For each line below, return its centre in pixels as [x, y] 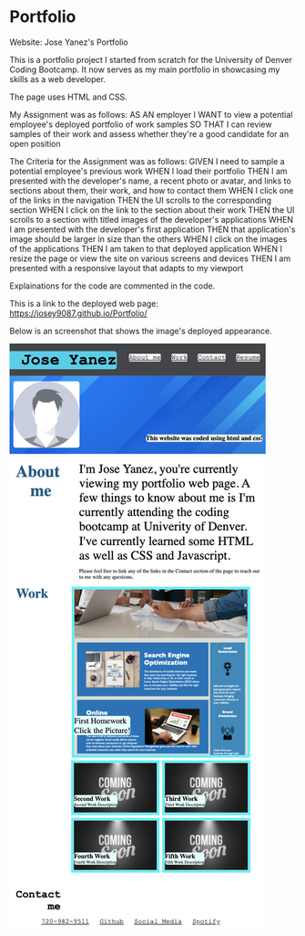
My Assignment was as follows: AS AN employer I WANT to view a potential [151, 114]
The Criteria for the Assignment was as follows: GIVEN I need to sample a [147, 161]
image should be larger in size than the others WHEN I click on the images [148, 238]
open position [35, 143]
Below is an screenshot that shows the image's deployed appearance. [141, 331]
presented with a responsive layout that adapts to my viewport [127, 268]
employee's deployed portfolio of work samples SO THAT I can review [141, 124]
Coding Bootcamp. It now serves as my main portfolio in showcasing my [145, 69]
